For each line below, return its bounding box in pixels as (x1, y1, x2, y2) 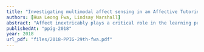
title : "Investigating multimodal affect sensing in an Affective (6, 8, 178, 15)
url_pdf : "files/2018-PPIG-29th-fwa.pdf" (6, 36, 113, 42)
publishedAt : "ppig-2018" (6, 25, 72, 32)
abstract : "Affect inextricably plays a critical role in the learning (6, 20, 191, 26)
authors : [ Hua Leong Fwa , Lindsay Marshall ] (6, 14, 121, 20)
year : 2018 (6, 31, 34, 37)
